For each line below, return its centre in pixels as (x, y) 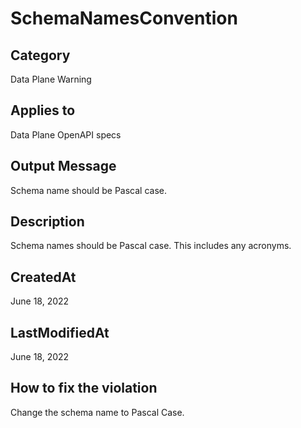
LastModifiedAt (60, 332)
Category (40, 55)
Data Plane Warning (51, 79)
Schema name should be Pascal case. (88, 190)
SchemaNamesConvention (124, 18)
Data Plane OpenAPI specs (66, 134)
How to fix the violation (84, 388)
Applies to (43, 110)
